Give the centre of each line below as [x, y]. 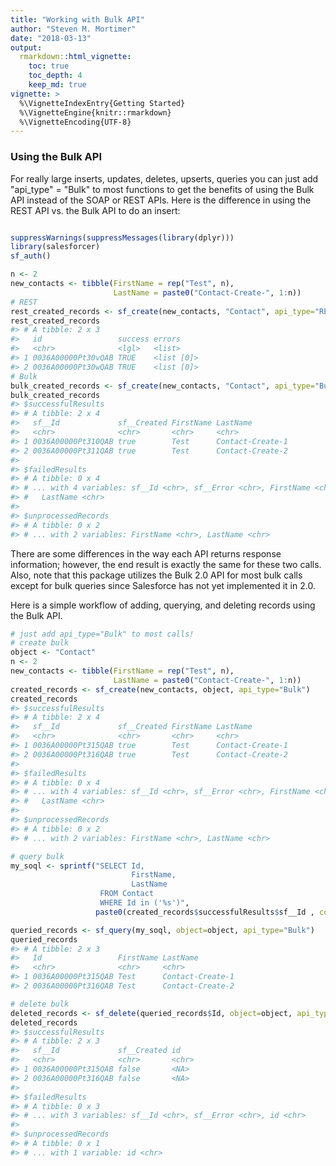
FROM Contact [127, 894]
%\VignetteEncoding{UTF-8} [75, 122]
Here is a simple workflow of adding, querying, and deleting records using [163, 605]
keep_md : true [57, 85]
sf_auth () [31, 256]
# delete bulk [40, 1004]
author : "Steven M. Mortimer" [73, 29]
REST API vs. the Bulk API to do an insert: [95, 210]
